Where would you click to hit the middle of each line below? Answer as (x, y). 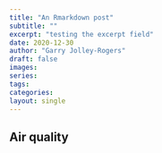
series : (24, 76)
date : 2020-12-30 (42, 42)
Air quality (39, 136)
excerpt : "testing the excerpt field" (81, 34)
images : (24, 68)
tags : (19, 84)
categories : (31, 92)
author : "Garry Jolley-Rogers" (68, 51)
